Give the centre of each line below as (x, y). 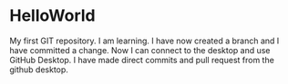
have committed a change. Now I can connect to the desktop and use (140, 50)
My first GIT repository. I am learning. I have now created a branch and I (144, 41)
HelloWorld (52, 16)
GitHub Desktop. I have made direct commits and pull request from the (142, 60)
